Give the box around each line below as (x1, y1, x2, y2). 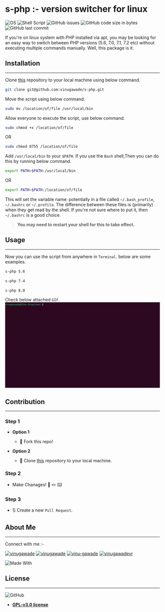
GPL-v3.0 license (12, 602, 49, 608)
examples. (5, 258, 26, 264)
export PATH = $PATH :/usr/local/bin (5, 168, 76, 173)
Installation (5, 59, 40, 67)
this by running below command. (5, 159, 72, 164)
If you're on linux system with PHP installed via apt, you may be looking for (5, 34, 156, 40)
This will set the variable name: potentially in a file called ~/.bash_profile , (5, 196, 155, 202)
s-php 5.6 (5, 269, 26, 274)
